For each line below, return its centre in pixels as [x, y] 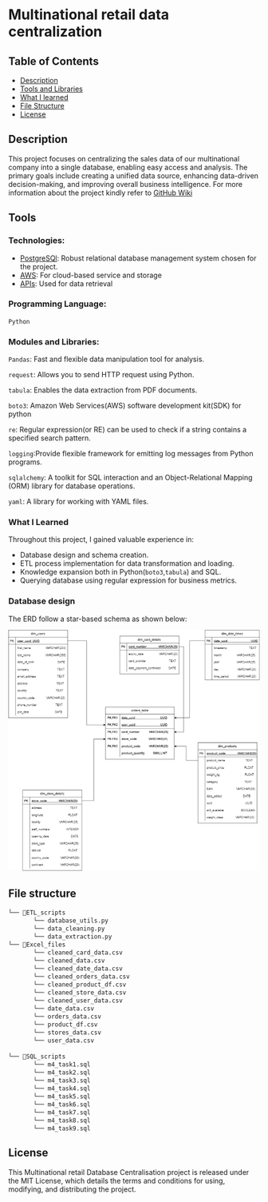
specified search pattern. [50, 438]
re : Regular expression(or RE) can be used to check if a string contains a [128, 430]
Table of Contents [54, 61]
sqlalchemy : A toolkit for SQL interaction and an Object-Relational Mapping [130, 478]
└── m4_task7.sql [62, 1112]
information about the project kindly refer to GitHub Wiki [100, 193]
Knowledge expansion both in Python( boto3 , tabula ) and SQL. [120, 572]
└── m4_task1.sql [62, 1065]
